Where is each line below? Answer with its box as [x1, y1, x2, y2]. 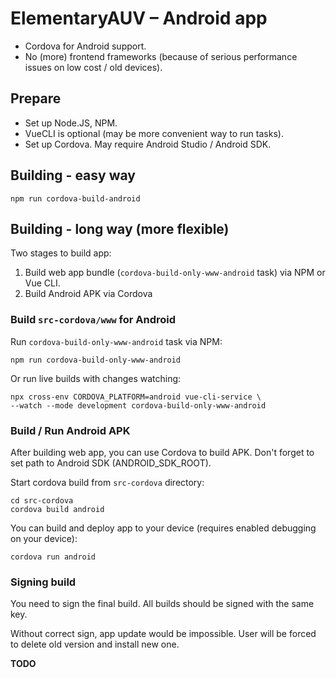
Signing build [10, 575, 77, 589]
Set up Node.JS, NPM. [24, 117, 118, 129]
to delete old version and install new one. [10, 638, 180, 651]
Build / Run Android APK [10, 423, 131, 437]
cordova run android [10, 552, 97, 562]
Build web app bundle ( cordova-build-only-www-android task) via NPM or [24, 267, 326, 279]
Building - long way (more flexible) [10, 220, 230, 237]
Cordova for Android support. [24, 40, 147, 52]
